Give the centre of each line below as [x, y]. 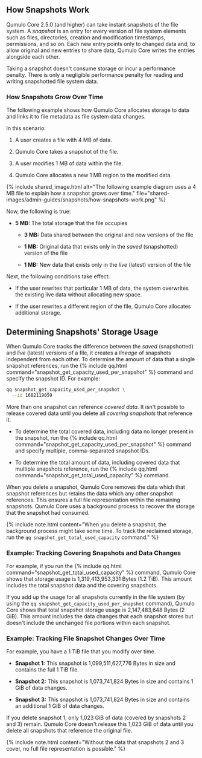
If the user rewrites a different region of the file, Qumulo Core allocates [103, 306]
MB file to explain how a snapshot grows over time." [71, 194]
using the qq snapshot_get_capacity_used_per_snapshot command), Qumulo [100, 603]
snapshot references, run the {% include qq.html [67, 365]
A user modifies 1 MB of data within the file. [69, 163]
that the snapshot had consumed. [48, 512]
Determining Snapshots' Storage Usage [82, 332]
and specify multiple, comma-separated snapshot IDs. [82, 451]
